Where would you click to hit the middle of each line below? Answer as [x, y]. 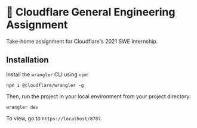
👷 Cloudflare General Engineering [91, 12]
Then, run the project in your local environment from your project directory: [98, 96]
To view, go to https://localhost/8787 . [54, 118]
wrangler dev [22, 107]
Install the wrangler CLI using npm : [47, 74]
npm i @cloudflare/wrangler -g [45, 85]
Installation [27, 60]
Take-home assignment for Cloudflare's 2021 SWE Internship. [82, 41]
